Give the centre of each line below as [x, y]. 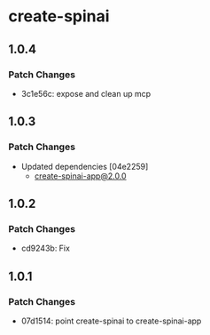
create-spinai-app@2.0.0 [80, 176]
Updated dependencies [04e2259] [85, 166]
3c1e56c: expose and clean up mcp [86, 93]
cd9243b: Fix [45, 248]
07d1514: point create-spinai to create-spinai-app [111, 321]
